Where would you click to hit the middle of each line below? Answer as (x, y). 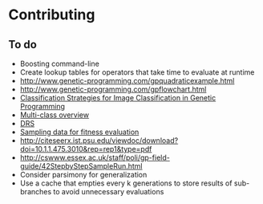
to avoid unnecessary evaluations (109, 192)
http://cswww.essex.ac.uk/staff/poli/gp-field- (95, 157)
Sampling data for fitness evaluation (79, 132)
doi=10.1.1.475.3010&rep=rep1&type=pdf (86, 149)
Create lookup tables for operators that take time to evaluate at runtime (137, 72)
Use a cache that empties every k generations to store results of (126, 183)
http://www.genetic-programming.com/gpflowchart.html (113, 89)
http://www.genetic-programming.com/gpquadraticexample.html (127, 81)
